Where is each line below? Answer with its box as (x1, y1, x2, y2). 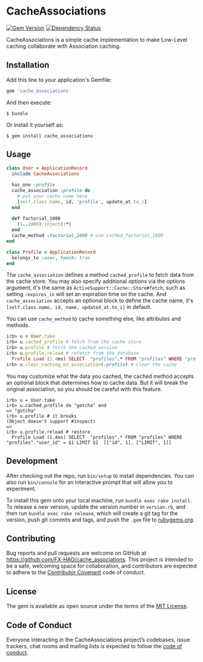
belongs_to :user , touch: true (11, 254, 91, 261)
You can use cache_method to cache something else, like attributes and (6, 315, 181, 322)
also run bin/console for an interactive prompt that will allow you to (6, 478, 173, 486)
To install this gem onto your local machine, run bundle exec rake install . (6, 497, 192, 504)
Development (6, 456, 59, 466)
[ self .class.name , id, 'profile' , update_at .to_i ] (17, 199, 147, 205)
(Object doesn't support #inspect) (6, 418, 96, 425)
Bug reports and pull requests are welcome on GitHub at (6, 549, 147, 557)
